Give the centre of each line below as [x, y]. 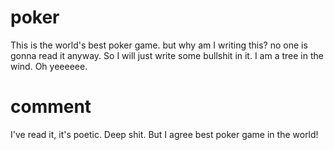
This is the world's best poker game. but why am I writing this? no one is [159, 45]
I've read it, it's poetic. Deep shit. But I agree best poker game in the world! [164, 134]
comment [51, 107]
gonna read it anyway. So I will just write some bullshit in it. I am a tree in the [167, 55]
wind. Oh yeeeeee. [49, 66]
